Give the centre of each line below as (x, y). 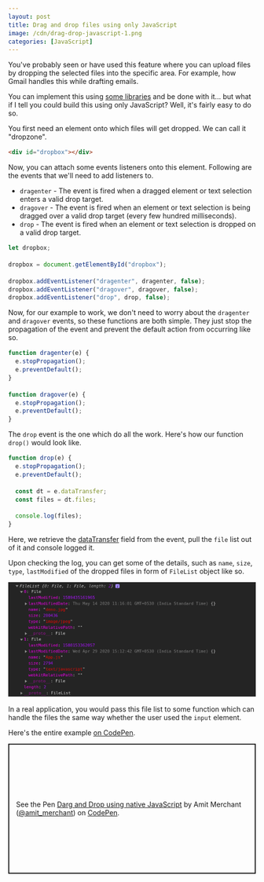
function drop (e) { (40, 458)
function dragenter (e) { (49, 353)
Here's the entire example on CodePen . (72, 732)
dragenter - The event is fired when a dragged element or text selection (136, 191)
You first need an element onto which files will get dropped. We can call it (127, 129)
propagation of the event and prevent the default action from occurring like (130, 329)
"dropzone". (27, 137)
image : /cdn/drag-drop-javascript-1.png (75, 33)
